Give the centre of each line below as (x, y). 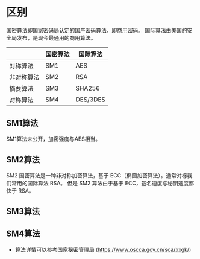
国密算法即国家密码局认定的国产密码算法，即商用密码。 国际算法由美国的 (97, 30)
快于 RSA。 (20, 190)
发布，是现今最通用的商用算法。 (56, 37)
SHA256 (88, 88)
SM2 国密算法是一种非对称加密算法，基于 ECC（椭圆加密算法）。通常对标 (97, 175)
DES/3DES (91, 99)
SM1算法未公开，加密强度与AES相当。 (54, 139)
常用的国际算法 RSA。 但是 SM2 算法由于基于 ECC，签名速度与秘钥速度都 (103, 183)
